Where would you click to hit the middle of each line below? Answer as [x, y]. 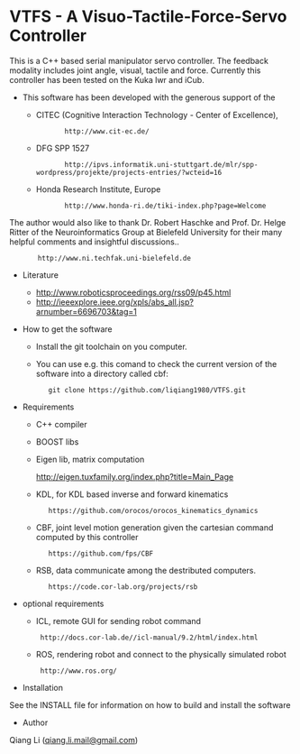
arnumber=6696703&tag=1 [86, 311]
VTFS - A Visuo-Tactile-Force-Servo [148, 17]
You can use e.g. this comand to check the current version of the [156, 363]
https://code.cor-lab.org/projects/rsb [123, 587]
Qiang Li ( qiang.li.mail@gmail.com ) [74, 740]
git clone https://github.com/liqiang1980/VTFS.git [147, 390]
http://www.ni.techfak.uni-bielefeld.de [114, 258]
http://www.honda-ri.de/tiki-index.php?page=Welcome [165, 206]
